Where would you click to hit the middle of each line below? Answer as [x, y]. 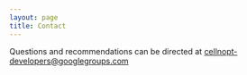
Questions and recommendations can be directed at [106, 51]
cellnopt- [221, 51]
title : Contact [38, 26]
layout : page [34, 17]
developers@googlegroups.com [69, 61]
